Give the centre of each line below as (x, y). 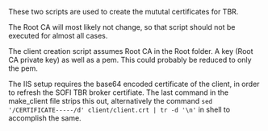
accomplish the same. (45, 118)
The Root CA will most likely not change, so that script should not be (122, 27)
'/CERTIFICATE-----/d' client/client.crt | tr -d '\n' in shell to (119, 109)
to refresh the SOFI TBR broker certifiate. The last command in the (118, 92)
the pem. (23, 68)
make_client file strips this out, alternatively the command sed (110, 101)
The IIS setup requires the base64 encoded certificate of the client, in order (134, 84)
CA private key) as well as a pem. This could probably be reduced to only (130, 60)
